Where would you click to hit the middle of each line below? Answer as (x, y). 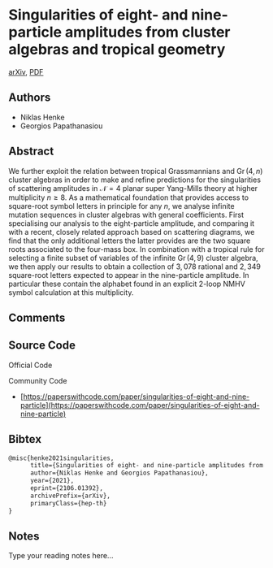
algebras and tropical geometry (117, 50)
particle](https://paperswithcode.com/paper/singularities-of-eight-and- (140, 405)
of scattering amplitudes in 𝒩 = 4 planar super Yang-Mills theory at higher (133, 188)
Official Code (30, 365)
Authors (30, 98)
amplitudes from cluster (147, 32)
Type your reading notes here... (61, 556)
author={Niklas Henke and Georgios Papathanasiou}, (119, 473)
